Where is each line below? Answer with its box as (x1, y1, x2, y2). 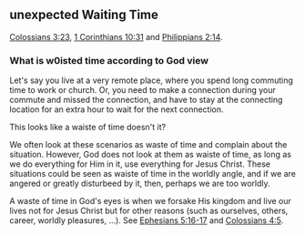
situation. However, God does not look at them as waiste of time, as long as (9, 149, 291, 160)
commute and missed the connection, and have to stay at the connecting (9, 95, 283, 106)
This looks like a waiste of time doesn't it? (9, 122, 167, 133)
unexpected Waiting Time (9, 7, 159, 23)
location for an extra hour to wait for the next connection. (9, 104, 225, 115)
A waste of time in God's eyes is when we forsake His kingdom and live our (9, 196, 291, 207)
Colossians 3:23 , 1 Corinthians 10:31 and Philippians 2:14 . (9, 31, 223, 42)
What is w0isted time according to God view (9, 54, 209, 66)
